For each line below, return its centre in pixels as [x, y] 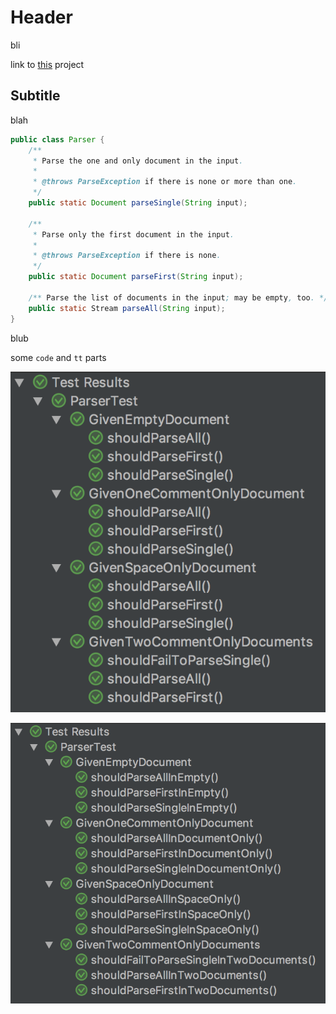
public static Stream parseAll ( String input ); [127, 308]
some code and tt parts [58, 357]
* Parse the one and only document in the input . [138, 161]
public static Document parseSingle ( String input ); [138, 203]
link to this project [47, 64]
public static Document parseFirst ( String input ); [136, 277]
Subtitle [35, 96]
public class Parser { [57, 139]
